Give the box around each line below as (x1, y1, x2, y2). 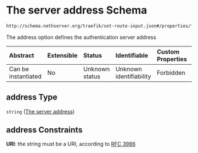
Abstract (9, 51, 34, 59)
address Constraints (6, 125, 83, 135)
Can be (9, 65, 29, 73)
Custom (157, 48, 180, 56)
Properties (157, 55, 187, 63)
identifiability (115, 72, 151, 80)
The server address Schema (6, 4, 147, 17)
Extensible (47, 51, 78, 59)
